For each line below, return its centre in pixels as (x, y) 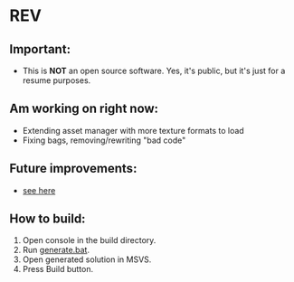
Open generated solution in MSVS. (87, 259)
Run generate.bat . (56, 250)
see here (39, 190)
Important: (40, 49)
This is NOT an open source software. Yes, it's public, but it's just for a (154, 70)
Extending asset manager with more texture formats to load (133, 130)
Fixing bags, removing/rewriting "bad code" (104, 140)
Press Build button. (57, 269)
